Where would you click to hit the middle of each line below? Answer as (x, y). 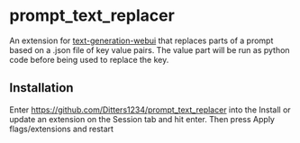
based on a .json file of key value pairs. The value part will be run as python (150, 49)
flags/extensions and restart (62, 129)
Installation (41, 88)
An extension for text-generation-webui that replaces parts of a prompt (141, 40)
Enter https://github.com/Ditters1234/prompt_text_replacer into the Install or (150, 110)
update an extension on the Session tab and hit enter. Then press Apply (142, 119)
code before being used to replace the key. (89, 59)
